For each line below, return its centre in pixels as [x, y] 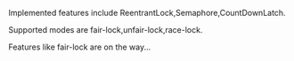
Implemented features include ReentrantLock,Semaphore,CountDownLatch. [147, 13]
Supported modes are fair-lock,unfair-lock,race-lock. [106, 30]
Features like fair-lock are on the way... [80, 47]
